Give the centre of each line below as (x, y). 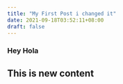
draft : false (26, 26)
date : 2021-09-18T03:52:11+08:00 (56, 20)
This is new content (51, 73)
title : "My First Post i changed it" (62, 14)
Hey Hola (23, 51)
